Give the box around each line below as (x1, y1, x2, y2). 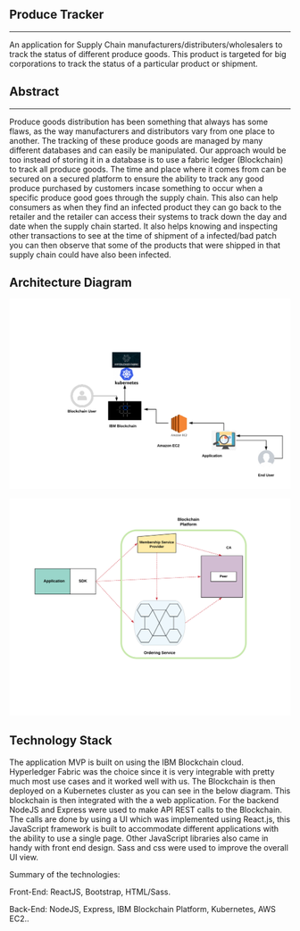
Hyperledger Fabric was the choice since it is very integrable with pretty (9, 766, 275, 776)
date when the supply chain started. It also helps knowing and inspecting (9, 221, 279, 231)
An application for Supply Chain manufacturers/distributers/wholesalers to (9, 39, 283, 50)
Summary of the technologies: (9, 868, 121, 879)
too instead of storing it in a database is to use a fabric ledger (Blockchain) (9, 154, 284, 164)
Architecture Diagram (9, 275, 132, 290)
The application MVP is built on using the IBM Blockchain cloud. (9, 757, 244, 767)
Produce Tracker (9, 7, 104, 22)
